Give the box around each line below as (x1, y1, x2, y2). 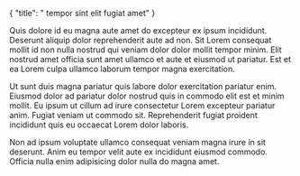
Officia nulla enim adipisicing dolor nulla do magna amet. (9, 156, 220, 166)
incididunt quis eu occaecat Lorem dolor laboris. (9, 119, 189, 130)
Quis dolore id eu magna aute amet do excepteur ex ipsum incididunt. (9, 25, 268, 35)
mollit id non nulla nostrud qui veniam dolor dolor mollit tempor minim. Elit (9, 44, 282, 55)
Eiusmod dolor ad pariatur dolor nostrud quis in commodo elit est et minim (9, 90, 286, 101)
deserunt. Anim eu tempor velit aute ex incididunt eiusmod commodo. (9, 146, 268, 157)
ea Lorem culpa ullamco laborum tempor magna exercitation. (9, 63, 236, 74)
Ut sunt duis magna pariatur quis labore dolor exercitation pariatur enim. (9, 81, 277, 91)
